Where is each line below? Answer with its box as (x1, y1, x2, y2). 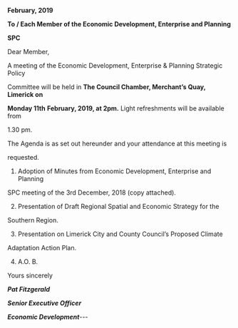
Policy (7, 69, 26, 77)
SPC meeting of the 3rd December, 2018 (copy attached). (7, 188, 177, 197)
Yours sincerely (7, 271, 53, 280)
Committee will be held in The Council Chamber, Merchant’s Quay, (7, 83, 206, 91)
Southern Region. (7, 216, 59, 224)
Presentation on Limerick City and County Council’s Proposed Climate (17, 230, 223, 238)
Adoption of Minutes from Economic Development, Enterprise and (17, 167, 212, 175)
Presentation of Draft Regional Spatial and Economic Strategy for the (17, 203, 219, 210)
